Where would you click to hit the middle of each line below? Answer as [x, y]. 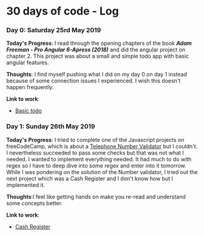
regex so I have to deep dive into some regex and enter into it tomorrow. [96, 166]
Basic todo [29, 111]
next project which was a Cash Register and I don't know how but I [90, 178]
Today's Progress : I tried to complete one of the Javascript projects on [95, 140]
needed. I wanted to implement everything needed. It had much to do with [99, 159]
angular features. [28, 62]
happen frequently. [30, 87]
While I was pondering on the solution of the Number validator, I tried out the [102, 172]
